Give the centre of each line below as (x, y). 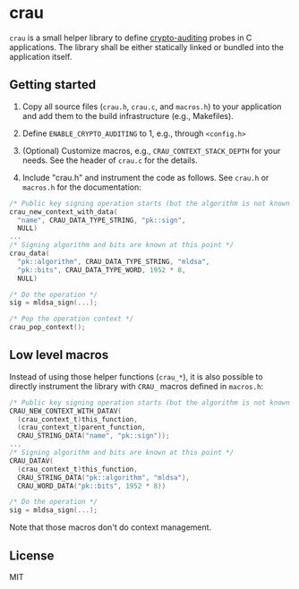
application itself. (41, 56)
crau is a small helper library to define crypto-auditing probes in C (131, 38)
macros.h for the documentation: (81, 187)
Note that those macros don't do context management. (111, 527)
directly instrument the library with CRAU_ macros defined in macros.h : (137, 386)
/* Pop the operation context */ (72, 319)
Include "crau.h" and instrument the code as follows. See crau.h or (145, 177)
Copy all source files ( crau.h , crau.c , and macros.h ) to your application (152, 107)
